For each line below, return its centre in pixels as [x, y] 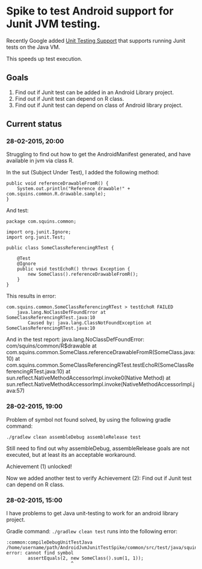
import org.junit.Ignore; [38, 232]
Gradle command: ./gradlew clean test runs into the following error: [92, 532]
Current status [34, 124]
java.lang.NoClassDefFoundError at [62, 313]
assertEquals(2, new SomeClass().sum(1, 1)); [86, 558]
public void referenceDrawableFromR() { [58, 183]
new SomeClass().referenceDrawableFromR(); [83, 275]
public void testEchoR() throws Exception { [74, 269]
